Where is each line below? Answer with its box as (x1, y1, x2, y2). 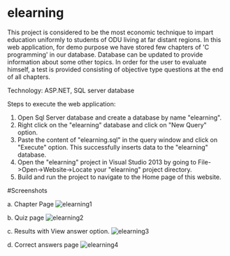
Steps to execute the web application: (7, 99, 116, 108)
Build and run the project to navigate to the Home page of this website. (17, 173, 222, 181)
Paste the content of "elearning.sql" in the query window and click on (17, 135, 218, 144)
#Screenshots (7, 186, 48, 194)
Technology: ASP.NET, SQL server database (7, 86, 135, 94)
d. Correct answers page (7, 240, 79, 249)
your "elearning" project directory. (93, 165, 192, 173)
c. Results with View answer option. (7, 227, 110, 235)
